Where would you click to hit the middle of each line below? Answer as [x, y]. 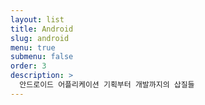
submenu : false [42, 57]
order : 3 [28, 66]
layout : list [37, 19]
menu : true [33, 47]
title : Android [42, 29]
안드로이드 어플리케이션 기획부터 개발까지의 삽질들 [107, 85]
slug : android [40, 38]
